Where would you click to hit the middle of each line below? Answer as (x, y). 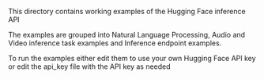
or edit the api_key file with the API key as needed (90, 66)
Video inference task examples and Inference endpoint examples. (115, 43)
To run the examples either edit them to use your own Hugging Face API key (132, 58)
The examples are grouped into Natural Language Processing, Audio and (127, 35)
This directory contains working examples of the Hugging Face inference (127, 11)
